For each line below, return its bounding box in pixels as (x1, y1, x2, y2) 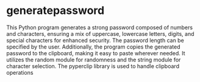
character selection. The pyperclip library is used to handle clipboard (6, 62, 180, 70)
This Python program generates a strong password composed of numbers (6, 24, 193, 31)
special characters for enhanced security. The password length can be (6, 36, 184, 44)
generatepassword (6, 4, 105, 18)
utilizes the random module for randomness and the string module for (6, 56, 181, 63)
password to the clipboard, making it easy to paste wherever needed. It (6, 49, 185, 56)
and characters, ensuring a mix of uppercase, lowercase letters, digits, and (6, 30, 195, 37)
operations (6, 69, 34, 76)
